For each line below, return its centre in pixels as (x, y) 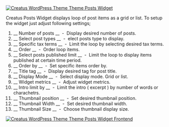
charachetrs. (27, 93)
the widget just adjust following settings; (48, 23)
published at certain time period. (47, 60)
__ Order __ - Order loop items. (46, 49)
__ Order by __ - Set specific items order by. (60, 66)
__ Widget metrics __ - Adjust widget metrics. (62, 82)
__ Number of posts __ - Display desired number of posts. (75, 33)
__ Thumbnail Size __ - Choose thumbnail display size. (71, 109)
